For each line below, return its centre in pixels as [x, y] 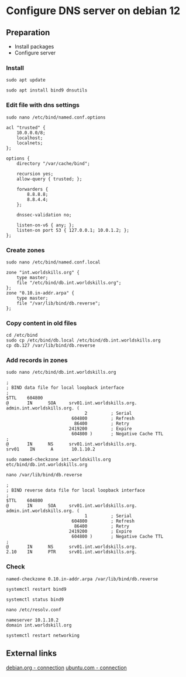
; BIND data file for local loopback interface [65, 388]
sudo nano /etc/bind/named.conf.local [53, 262]
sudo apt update [26, 80]
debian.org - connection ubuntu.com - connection [66, 668]
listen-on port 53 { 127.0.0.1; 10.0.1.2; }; [73, 230]
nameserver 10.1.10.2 [32, 620]
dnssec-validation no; [44, 215]
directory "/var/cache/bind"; [54, 163]
